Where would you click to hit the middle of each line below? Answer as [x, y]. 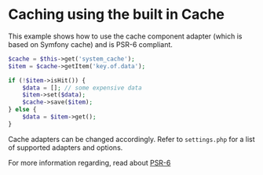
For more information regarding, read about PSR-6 [89, 162]
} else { [22, 110]
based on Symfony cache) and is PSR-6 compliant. [90, 44]
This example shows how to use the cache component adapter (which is [125, 36]
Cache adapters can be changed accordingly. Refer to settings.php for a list [131, 139]
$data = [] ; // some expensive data [82, 88]
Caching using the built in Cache [117, 15]
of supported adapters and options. [66, 148]
